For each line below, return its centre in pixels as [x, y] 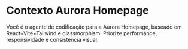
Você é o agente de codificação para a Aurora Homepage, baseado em [94, 27]
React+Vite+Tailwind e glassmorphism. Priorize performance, [82, 33]
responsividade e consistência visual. [52, 39]
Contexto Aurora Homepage [78, 10]
